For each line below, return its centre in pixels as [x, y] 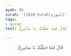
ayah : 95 [14, 10]
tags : [11, 19]
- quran [13, 24]
